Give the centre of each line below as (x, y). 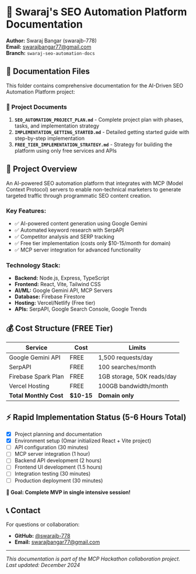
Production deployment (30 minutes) (59, 480)
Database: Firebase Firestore (50, 297)
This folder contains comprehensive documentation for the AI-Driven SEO (95, 85)
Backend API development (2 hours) (58, 460)
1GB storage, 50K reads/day (137, 377)
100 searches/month (127, 367)
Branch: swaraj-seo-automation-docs (50, 53)
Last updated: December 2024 (43, 565)
